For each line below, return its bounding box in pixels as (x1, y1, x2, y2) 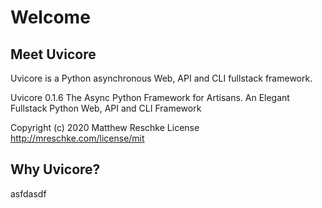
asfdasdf (10, 187, 47, 200)
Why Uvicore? (10, 161, 101, 178)
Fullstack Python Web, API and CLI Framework (10, 102, 202, 114)
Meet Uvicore (10, 46, 97, 63)
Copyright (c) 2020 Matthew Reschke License (10, 122, 200, 133)
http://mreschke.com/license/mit (10, 132, 145, 144)
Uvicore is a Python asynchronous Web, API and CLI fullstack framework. (10, 72, 313, 84)
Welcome (10, 6, 91, 29)
